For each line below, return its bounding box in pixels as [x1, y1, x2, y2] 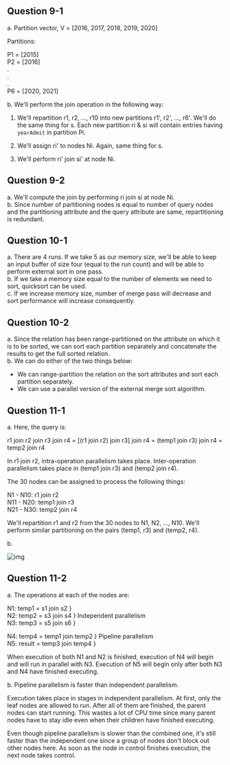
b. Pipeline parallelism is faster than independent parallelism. [7, 680, 179, 689]
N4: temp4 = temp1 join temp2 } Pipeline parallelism [7, 632, 154, 640]
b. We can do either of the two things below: [7, 357, 133, 365]
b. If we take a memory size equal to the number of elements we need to [7, 275, 212, 283]
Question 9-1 [7, 5, 64, 17]
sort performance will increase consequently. [7, 297, 135, 305]
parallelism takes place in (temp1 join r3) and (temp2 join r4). [7, 464, 179, 473]
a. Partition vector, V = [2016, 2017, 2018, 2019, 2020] [7, 23, 158, 32]
